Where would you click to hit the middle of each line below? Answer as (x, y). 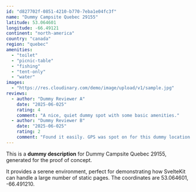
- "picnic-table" (33, 60)
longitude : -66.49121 (33, 28)
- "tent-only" (28, 72)
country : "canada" (28, 39)
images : (16, 83)
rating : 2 (29, 132)
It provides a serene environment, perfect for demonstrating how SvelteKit (96, 171)
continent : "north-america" (40, 33)
